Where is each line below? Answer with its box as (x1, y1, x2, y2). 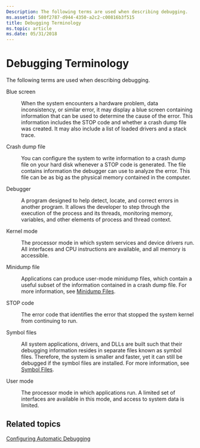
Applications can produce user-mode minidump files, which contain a (21, 275, 192, 282)
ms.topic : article (6, 25, 52, 32)
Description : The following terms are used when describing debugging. (6, 8, 188, 15)
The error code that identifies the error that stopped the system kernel (21, 311, 194, 318)
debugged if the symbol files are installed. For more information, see (21, 359, 190, 367)
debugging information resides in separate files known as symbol (21, 347, 182, 354)
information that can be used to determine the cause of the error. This (21, 112, 193, 120)
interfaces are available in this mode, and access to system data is (21, 395, 184, 403)
